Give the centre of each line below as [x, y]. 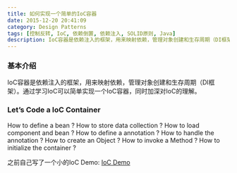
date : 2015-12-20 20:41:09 [47, 20]
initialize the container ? [42, 148]
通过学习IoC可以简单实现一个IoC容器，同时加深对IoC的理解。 [111, 91]
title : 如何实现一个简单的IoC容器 [52, 14]
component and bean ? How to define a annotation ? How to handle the [111, 133]
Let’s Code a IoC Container [54, 110]
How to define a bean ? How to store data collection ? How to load [103, 125]
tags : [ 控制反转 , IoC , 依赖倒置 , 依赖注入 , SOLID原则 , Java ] [92, 33]
